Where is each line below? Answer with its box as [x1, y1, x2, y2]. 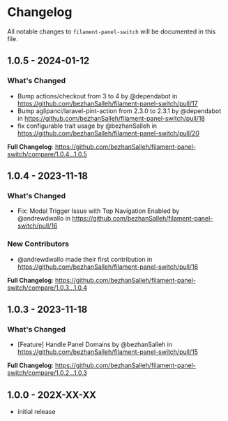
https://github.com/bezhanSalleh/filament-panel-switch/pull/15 [17, 348, 199, 356]
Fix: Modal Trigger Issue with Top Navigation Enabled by [17, 207, 180, 215]
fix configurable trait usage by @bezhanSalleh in [17, 121, 158, 130]
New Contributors [7, 239, 70, 249]
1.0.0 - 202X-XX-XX [7, 389, 96, 401]
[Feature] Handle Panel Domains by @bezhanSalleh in [17, 340, 173, 349]
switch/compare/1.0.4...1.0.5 [7, 149, 87, 158]
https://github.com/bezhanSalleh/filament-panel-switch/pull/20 [17, 128, 200, 137]
